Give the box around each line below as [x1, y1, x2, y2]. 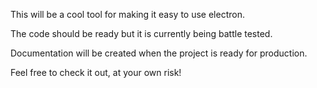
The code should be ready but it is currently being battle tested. [10, 28, 273, 39]
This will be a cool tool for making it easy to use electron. [10, 9, 245, 20]
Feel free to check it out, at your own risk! [10, 67, 182, 78]
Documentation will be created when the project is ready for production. [10, 47, 308, 59]
